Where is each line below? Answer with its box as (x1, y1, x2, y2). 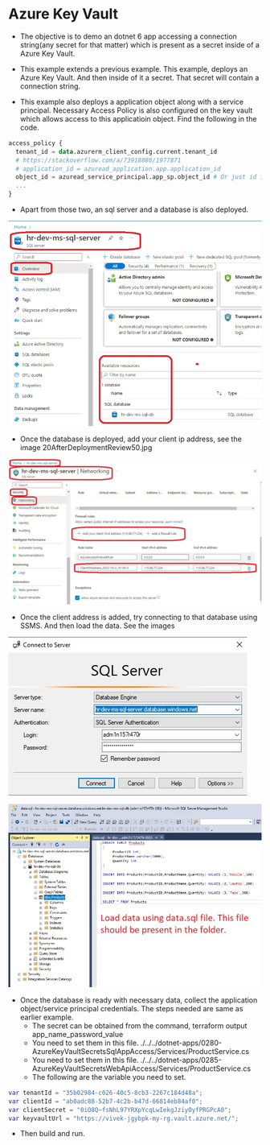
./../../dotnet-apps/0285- (140, 1055, 223, 1064)
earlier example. (19, 1012, 74, 1022)
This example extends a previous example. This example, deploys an (19, 64, 248, 73)
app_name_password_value (31, 1029, 124, 1039)
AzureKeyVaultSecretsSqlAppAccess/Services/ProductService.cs (31, 1046, 250, 1056)
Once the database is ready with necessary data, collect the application (19, 995, 258, 1005)
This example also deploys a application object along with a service (19, 97, 244, 106)
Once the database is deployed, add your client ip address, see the (19, 434, 243, 444)
